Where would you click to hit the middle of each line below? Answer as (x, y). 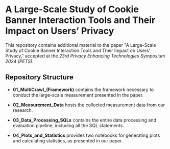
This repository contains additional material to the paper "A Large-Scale (81, 45)
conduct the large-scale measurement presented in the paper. (78, 95)
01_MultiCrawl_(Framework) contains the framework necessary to (83, 90)
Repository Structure (40, 77)
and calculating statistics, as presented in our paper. (68, 140)
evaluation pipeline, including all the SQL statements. (68, 125)
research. (23, 110)
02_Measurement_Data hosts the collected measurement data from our (89, 105)
